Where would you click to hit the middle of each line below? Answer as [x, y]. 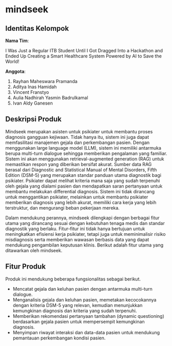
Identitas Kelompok [37, 28]
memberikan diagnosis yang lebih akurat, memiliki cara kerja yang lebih [81, 202]
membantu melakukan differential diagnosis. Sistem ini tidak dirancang [80, 191]
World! [12, 62]
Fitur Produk [26, 267]
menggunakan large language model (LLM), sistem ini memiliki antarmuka [83, 148]
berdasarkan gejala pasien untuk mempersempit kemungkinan [79, 321]
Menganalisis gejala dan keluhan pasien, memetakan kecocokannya [84, 300]
